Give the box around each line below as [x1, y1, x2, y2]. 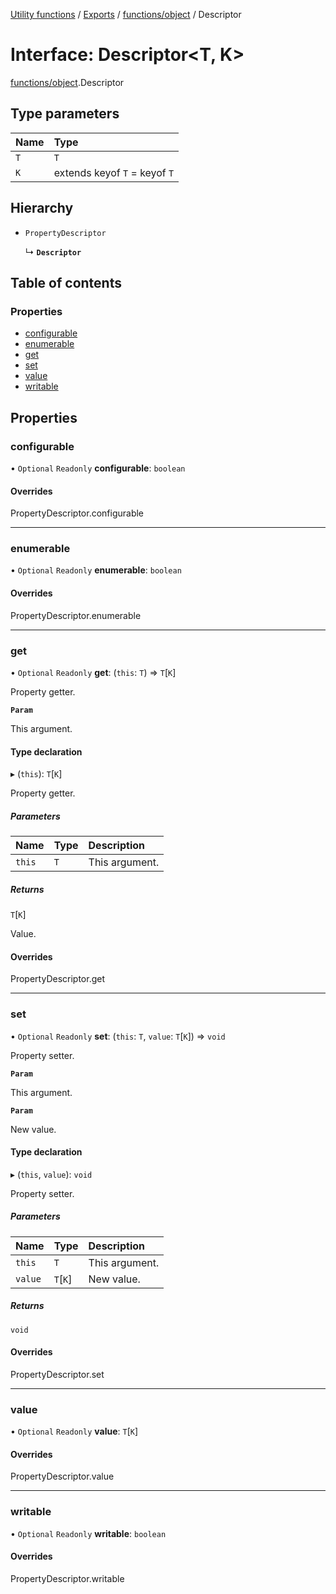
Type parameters [10, 105, 120, 123]
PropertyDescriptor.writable [10, 1572, 125, 1584]
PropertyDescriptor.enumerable [10, 609, 142, 621]
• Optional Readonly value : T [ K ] [10, 1425, 139, 1438]
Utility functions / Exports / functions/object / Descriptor [10, 9, 242, 20]
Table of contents [10, 274, 122, 291]
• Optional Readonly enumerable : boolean [10, 564, 182, 576]
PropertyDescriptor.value [10, 1470, 115, 1483]
